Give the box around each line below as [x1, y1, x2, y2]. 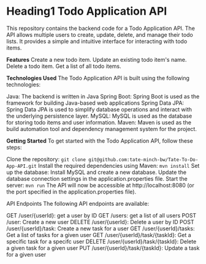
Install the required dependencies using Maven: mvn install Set [37, 162, 200, 169]
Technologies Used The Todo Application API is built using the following [6, 74, 190, 81]
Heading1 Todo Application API [6, 4, 167, 18]
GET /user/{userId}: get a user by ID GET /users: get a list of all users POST [6, 211, 197, 219]
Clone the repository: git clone [6, 155, 86, 163]
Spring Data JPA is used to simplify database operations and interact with [6, 105, 192, 113]
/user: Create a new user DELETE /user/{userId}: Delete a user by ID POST [6, 218, 194, 225]
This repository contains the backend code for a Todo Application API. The [6, 25, 195, 32]
